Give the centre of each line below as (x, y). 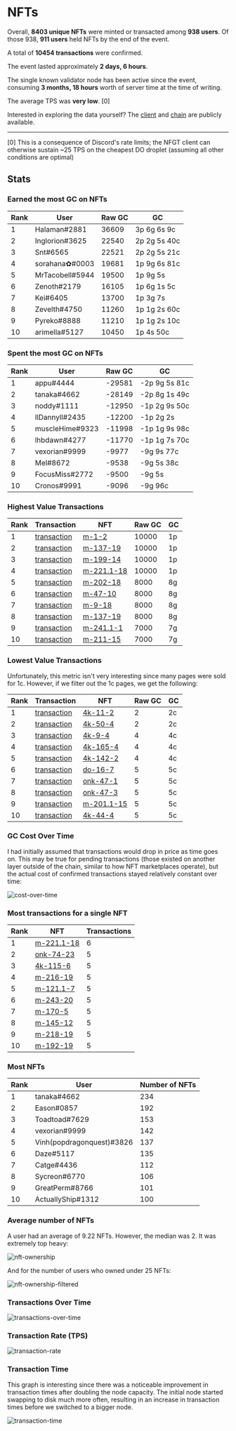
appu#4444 (55, 383)
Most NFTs (26, 1067)
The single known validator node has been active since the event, (102, 80)
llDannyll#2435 (60, 417)
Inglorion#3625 (61, 241)
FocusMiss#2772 (64, 474)
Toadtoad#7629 (62, 1119)
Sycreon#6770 (60, 1177)
